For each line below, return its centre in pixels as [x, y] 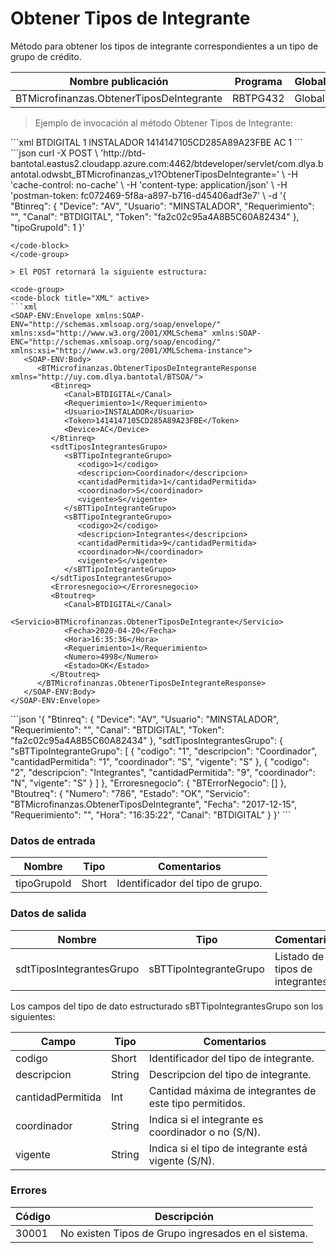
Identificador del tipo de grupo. [189, 884]
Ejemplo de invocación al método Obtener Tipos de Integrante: [163, 123]
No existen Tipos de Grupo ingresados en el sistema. [184, 1233]
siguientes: [33, 1016]
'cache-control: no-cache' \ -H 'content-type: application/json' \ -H [149, 184]
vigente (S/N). [181, 1160]
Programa [258, 81]
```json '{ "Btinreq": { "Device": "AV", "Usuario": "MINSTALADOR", [145, 719]
